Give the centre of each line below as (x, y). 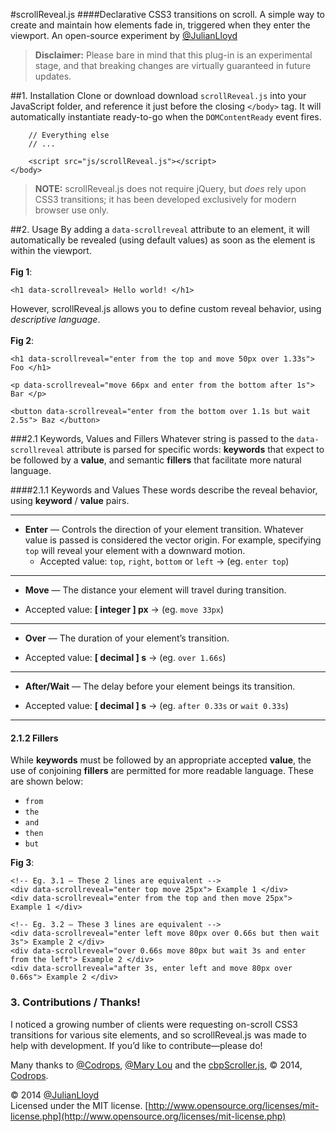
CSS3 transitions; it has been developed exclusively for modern (165, 199)
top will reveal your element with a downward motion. (135, 550)
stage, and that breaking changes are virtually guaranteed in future (173, 65)
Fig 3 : (22, 863)
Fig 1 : (21, 272)
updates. (53, 76)
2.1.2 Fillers (34, 738)
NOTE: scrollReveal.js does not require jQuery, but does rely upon (170, 188)
